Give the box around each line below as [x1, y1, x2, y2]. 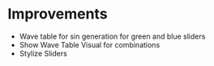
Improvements [7, 5, 108, 23]
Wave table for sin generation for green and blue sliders [19, 31, 206, 41]
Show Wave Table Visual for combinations [19, 39, 160, 49]
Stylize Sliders [19, 48, 68, 58]
